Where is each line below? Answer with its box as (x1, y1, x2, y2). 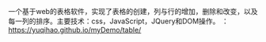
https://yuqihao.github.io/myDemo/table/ (8, 26, 142, 34)
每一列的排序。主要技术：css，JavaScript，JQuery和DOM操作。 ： (8, 16, 229, 26)
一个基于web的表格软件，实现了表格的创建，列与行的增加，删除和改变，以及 (8, 7, 258, 16)
